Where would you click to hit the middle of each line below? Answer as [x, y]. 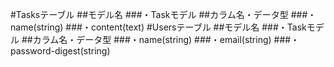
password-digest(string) [60, 51]
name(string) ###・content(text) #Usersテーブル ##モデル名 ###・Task [158, 27]
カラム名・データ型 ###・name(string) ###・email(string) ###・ [166, 39]
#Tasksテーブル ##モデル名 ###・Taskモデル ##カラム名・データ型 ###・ [163, 14]
